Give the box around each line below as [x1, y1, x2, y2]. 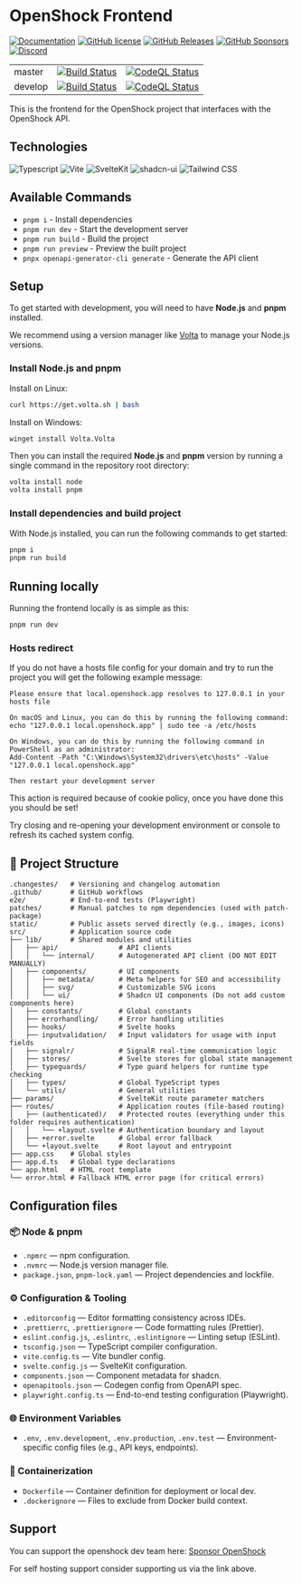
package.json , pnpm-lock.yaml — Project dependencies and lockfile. [22, 1268, 275, 1279]
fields [9, 1039, 34, 1048]
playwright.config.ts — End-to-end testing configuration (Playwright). [22, 1389, 289, 1401]
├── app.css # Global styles [9, 1150, 131, 1159]
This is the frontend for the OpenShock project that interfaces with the [9, 103, 271, 114]
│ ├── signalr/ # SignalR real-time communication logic [9, 1046, 278, 1056]
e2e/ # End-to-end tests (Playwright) [9, 896, 196, 905]
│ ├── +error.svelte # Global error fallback [9, 1134, 212, 1143]
